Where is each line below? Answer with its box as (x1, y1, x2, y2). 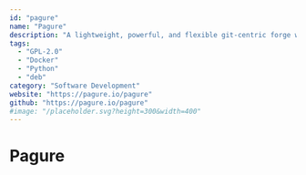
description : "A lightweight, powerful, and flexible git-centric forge (9, 30, 291, 39)
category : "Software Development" (9, 81, 141, 90)
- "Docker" (17, 56, 59, 65)
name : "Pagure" (9, 22, 67, 31)
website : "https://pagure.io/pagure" (9, 89, 153, 98)
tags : (9, 38, 30, 48)
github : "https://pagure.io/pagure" (9, 98, 148, 108)
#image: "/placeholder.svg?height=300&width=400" (9, 107, 202, 116)
